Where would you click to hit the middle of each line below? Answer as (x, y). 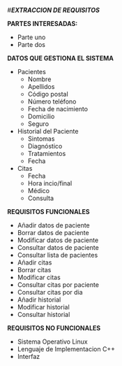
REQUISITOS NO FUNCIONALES (54, 328)
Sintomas (41, 139)
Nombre (39, 79)
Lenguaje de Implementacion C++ (66, 349)
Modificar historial (43, 307)
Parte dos (31, 44)
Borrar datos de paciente (53, 233)
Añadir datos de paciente (54, 225)
